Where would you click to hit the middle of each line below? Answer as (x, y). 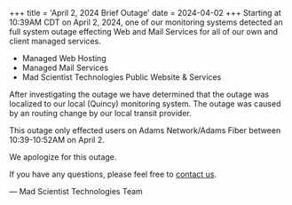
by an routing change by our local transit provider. (101, 113)
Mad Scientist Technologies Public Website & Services (122, 77)
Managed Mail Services (65, 67)
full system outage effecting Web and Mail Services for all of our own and (143, 32)
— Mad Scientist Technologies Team (76, 191)
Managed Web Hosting (64, 58)
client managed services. (55, 41)
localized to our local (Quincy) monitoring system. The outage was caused (145, 104)
